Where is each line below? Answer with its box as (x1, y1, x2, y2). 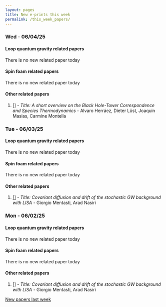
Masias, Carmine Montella (12, 113, 66, 119)
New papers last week (5, 296, 51, 302)
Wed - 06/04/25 (5, 33, 46, 40)
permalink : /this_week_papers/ (5, 17, 70, 22)
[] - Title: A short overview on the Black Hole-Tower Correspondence (12, 102, 155, 108)
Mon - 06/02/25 (5, 212, 45, 219)
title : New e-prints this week (5, 12, 70, 17)
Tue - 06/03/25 (5, 125, 43, 132)
